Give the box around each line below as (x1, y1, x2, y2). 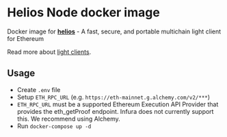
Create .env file (16, 85, 61, 93)
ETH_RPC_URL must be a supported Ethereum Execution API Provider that (16, 100, 219, 108)
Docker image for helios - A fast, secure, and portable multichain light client (7, 27, 222, 35)
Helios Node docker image (7, 5, 161, 20)
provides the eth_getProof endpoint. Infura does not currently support (16, 107, 214, 115)
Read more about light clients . (7, 48, 92, 56)
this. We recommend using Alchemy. (16, 115, 121, 123)
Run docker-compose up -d (16, 121, 92, 130)
